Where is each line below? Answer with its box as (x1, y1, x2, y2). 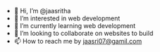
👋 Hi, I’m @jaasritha (13, 7, 71, 15)
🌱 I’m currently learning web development (13, 22, 136, 30)
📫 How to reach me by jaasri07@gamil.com (13, 37, 142, 45)
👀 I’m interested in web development (13, 14, 121, 22)
